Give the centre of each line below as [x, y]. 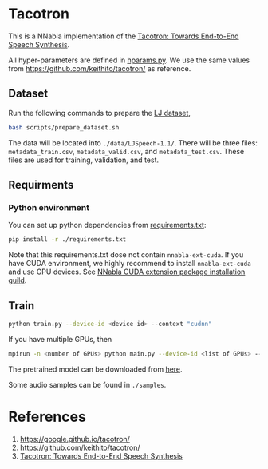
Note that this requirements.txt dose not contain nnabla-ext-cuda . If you [126, 255]
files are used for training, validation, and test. [84, 160]
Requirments [41, 185]
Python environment [49, 207]
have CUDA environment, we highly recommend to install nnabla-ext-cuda [130, 264]
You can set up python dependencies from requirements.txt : [107, 225]
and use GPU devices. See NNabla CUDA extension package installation [127, 272]
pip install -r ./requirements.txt [67, 240]
